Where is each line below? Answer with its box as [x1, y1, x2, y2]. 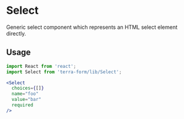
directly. [6, 29, 26, 37]
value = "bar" [11, 97, 42, 103]
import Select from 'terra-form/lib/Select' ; [6, 69, 122, 75]
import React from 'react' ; [6, 63, 77, 69]
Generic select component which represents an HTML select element [6, 23, 178, 31]
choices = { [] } [11, 85, 44, 91]
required [11, 102, 34, 108]
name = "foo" [11, 91, 39, 97]
